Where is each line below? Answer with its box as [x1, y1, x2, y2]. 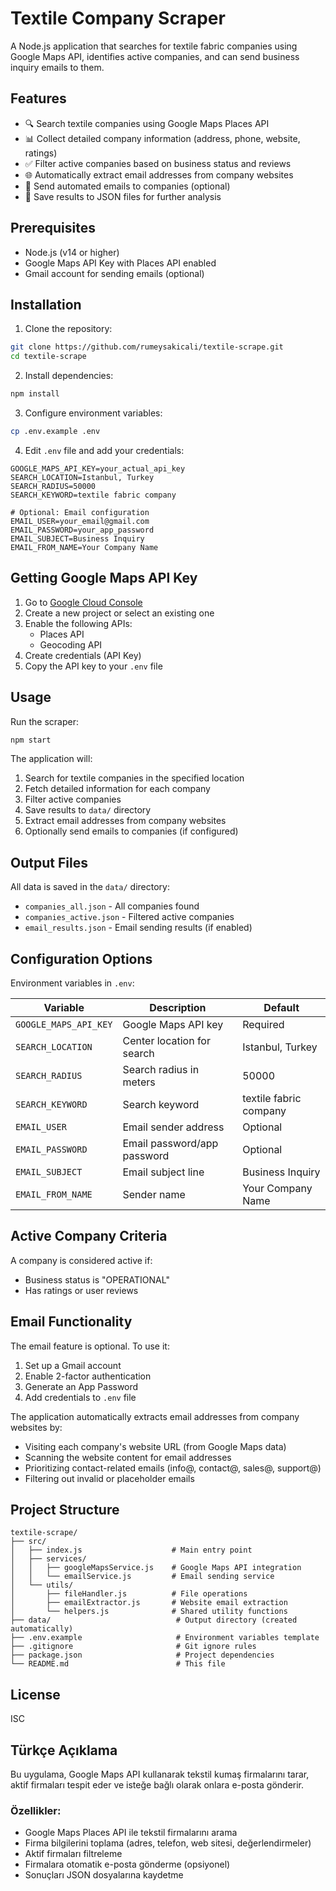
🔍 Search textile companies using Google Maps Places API [24, 117, 270, 129]
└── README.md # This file [10, 1659, 226, 1669]
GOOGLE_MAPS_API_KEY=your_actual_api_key [10, 463, 186, 474]
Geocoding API [39, 638, 103, 651]
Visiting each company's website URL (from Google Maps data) [24, 1440, 287, 1452]
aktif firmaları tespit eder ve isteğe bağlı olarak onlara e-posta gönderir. [10, 1779, 305, 1791]
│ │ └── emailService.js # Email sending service [10, 1572, 275, 1582]
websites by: [10, 1421, 63, 1433]
